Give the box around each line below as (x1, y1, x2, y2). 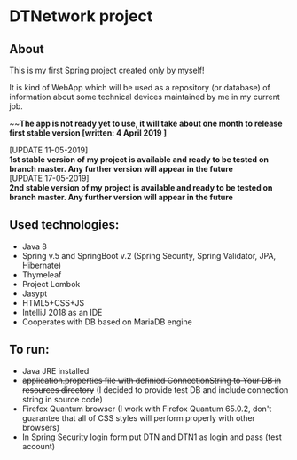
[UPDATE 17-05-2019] (9, 173, 90, 183)
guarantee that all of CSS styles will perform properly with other (21, 412, 255, 423)
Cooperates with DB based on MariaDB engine (21, 316, 192, 327)
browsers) (21, 422, 60, 433)
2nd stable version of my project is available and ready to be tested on (9, 183, 273, 192)
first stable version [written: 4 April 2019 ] (9, 128, 167, 138)
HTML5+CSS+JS (21, 297, 85, 308)
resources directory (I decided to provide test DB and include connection (21, 384, 289, 395)
